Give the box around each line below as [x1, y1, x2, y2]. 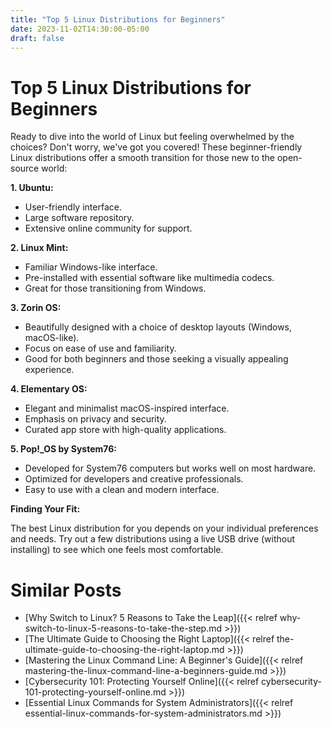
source [10, 162, 40, 175]
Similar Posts [10, 579, 122, 601]
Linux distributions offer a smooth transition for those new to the [10, 152, 276, 164]
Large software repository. [24, 212, 135, 224]
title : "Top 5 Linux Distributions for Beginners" [10, 14, 226, 25]
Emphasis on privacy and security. [24, 413, 167, 425]
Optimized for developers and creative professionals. [24, 473, 244, 485]
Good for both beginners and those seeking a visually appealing [24, 353, 289, 365]
